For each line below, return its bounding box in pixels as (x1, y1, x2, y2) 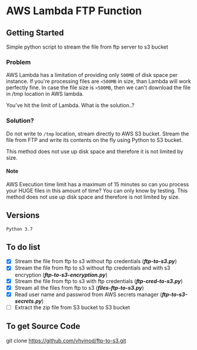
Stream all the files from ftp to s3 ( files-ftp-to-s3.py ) (14, 284, 145, 291)
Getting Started (6, 28, 64, 38)
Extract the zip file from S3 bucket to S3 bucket (14, 303, 130, 311)
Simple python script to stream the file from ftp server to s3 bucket (6, 43, 169, 50)
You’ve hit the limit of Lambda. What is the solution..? (6, 102, 134, 109)
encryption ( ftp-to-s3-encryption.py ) (14, 271, 108, 278)
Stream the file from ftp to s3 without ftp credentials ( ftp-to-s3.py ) (14, 258, 177, 265)
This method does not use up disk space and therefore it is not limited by (6, 148, 184, 155)
